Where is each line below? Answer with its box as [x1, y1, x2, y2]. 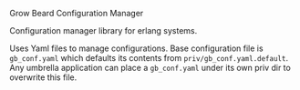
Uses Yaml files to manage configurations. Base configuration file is [9, 43, 264, 54]
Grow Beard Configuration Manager [9, 8, 144, 18]
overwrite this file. [9, 72, 78, 83]
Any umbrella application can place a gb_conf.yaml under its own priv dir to [9, 63, 292, 73]
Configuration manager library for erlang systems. [9, 25, 198, 35]
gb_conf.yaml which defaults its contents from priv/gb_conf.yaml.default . [9, 53, 289, 63]
